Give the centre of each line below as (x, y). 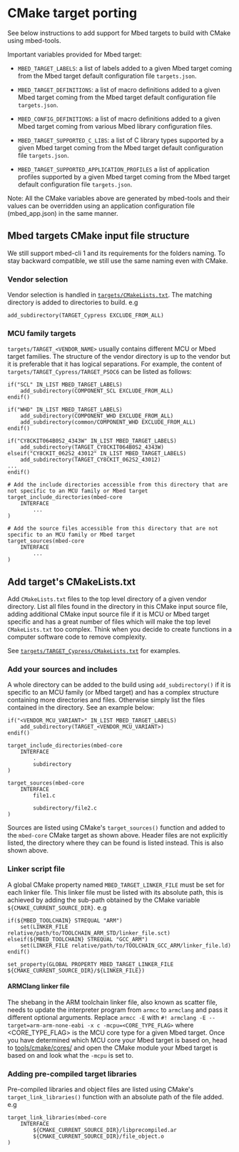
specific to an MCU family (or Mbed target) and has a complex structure (113, 692)
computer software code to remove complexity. (77, 637)
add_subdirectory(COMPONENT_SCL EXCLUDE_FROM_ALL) (97, 391)
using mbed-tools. (34, 40)
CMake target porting (72, 13)
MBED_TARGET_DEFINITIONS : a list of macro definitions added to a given (119, 89)
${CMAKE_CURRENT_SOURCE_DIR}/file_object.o (98, 1137)
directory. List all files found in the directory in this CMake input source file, (118, 607)
